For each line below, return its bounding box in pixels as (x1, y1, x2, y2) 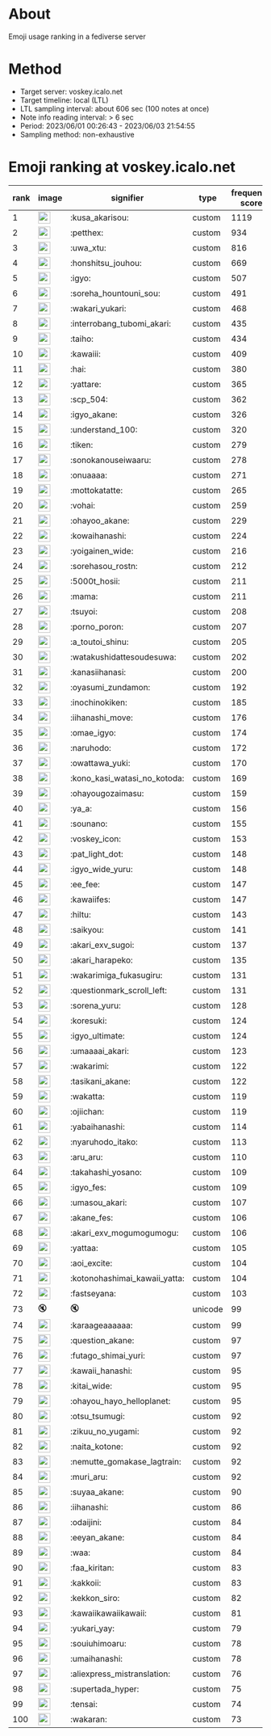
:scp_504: (69, 394, 109, 405)
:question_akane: (69, 1334, 135, 1346)
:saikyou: (69, 924, 105, 935)
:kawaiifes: (69, 894, 111, 905)
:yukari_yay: (69, 1622, 115, 1633)
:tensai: (69, 1698, 98, 1709)
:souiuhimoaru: (69, 1637, 127, 1649)
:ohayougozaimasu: (69, 787, 144, 798)
